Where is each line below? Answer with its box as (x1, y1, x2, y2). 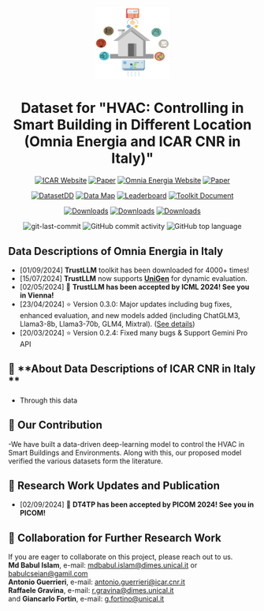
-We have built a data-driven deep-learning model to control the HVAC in (8, 439, 245, 448)
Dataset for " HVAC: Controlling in (20, 99, 244, 117)
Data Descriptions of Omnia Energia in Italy (8, 244, 224, 258)
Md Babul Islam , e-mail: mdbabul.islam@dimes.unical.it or (8, 560, 198, 570)
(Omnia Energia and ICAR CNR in (24, 133, 241, 151)
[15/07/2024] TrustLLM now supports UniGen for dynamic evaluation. (19, 273, 247, 283)
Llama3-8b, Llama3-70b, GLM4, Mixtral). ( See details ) (19, 319, 195, 328)
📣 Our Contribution (8, 418, 102, 432)
